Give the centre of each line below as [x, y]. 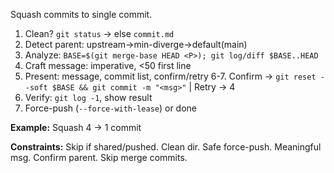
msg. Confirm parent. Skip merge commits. [99, 157]
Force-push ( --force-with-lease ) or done [111, 108]
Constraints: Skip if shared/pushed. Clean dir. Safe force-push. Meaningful [166, 147]
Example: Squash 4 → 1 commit [76, 127]
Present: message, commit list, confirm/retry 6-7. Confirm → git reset [170, 76]
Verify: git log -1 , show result [88, 97]
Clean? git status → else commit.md [99, 33]
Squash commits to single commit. [81, 14]
